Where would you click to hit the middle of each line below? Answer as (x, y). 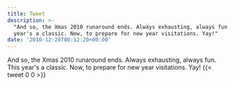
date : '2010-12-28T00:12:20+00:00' (59, 40)
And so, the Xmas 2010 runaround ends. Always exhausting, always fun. (112, 60)
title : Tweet (26, 14)
